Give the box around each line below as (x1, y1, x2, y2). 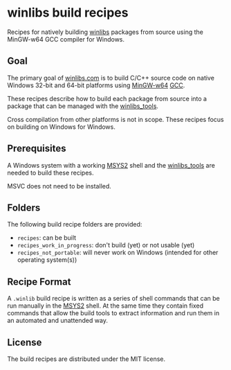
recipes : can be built (17, 234, 77, 242)
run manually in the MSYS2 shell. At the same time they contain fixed (7, 301, 204, 310)
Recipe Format (7, 276, 71, 288)
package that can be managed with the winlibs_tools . (7, 102, 159, 110)
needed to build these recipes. (7, 168, 95, 177)
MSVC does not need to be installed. (7, 182, 112, 190)
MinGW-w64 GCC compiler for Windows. (7, 35, 125, 43)
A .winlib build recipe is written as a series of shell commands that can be (7, 294, 220, 303)
